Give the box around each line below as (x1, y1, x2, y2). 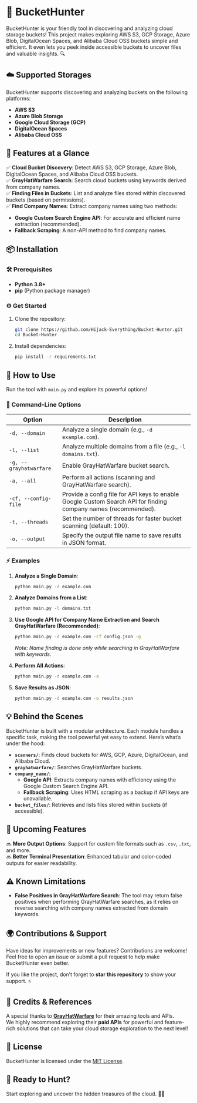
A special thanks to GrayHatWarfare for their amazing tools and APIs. (6, 1013, 175, 1020)
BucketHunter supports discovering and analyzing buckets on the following (6, 88, 188, 96)
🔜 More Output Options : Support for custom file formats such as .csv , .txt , (6, 840, 191, 847)
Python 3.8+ (14, 281, 46, 288)
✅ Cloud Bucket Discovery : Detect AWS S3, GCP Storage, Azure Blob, (6, 164, 177, 171)
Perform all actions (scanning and (62, 473, 155, 481)
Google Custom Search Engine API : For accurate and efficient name (14, 214, 181, 221)
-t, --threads (9, 519, 49, 525)
